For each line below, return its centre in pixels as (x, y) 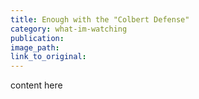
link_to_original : (48, 57)
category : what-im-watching (69, 29)
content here (36, 85)
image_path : (35, 47)
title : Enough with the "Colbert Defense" (100, 19)
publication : (37, 38)
